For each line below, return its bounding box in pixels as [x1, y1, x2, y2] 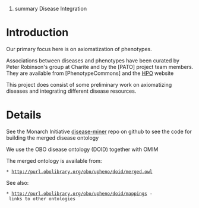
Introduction [6, 26, 69, 39]
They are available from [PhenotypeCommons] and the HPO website [6, 70, 174, 77]
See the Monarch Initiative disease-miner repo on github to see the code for [6, 128, 192, 135]
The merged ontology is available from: [6, 157, 102, 164]
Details [6, 108, 42, 122]
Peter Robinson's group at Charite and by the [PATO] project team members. [6, 63, 194, 70]
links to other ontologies [8, 196, 76, 201]
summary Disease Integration [14, 5, 87, 12]
